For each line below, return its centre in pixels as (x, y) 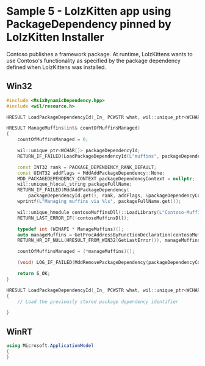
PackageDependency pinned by (89, 24)
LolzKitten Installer (56, 37)
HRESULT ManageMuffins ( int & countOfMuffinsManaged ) (73, 128)
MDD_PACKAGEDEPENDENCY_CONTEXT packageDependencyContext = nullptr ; (106, 178)
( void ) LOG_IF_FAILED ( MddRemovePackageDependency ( (83, 263)
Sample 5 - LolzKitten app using (89, 11)
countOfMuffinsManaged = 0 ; (53, 140)
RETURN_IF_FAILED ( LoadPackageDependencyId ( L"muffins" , (88, 156)
